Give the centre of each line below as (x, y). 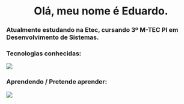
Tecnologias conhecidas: (44, 54)
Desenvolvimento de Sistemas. (53, 37)
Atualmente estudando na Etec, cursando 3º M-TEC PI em (92, 30)
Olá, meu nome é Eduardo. (101, 11)
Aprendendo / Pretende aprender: (57, 82)
